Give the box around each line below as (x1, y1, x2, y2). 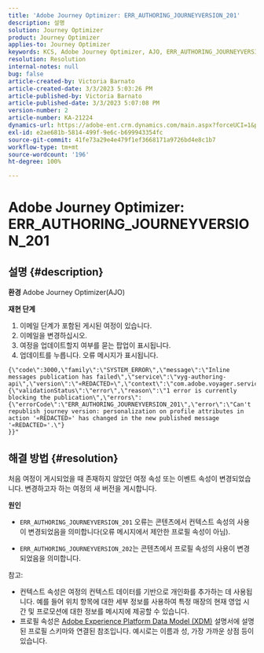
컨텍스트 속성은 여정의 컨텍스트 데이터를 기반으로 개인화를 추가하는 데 (19, 587, 232, 596)
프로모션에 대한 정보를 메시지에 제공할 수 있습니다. (36, 607, 190, 616)
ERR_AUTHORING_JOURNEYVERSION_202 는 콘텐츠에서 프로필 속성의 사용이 (19, 544, 236, 553)
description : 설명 (8, 19, 65, 27)
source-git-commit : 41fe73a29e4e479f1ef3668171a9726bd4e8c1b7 (8, 135, 216, 144)
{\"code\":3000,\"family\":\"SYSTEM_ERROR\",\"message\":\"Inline (8, 367, 230, 374)
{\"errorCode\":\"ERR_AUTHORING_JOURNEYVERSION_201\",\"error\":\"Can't (8, 400, 251, 409)
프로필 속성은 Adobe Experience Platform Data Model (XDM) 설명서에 (19, 616, 240, 625)
